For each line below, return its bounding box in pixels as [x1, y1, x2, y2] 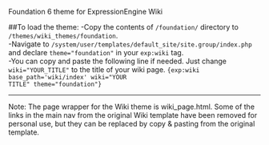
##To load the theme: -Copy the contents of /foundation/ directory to [8, 22, 239, 31]
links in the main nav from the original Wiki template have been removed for [8, 111, 258, 119]
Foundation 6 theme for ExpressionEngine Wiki [8, 7, 163, 16]
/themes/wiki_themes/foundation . [8, 31, 118, 40]
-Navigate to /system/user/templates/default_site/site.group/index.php [8, 39, 252, 49]
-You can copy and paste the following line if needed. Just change [8, 56, 227, 66]
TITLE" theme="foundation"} [8, 80, 102, 88]
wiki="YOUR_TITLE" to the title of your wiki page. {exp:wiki [8, 65, 200, 75]
